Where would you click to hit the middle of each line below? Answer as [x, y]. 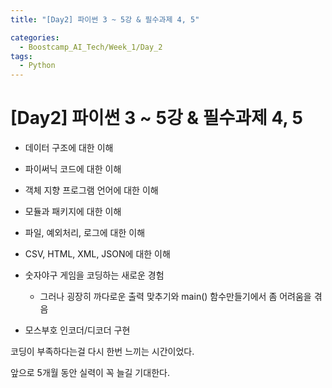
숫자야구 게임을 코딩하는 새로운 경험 [94, 275]
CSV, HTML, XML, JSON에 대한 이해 [97, 254]
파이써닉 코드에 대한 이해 [73, 169]
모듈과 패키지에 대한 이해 [73, 212]
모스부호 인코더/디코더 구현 [77, 330]
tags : [21, 56]
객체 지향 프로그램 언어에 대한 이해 [91, 190]
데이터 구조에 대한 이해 [69, 148]
